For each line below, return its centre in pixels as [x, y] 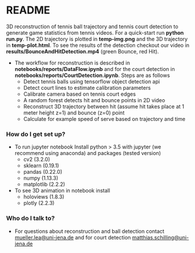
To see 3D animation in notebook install [62, 191]
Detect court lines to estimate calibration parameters [87, 87]
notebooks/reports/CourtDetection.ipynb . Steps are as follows [92, 75]
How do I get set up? [36, 134]
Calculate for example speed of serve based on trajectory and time [104, 119]
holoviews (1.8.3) [44, 197]
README [28, 10]
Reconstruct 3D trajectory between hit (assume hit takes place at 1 [104, 106]
